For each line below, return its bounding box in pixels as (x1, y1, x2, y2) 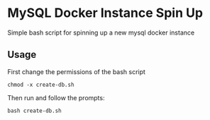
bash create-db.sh (7, 107, 62, 114)
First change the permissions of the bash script (7, 67, 145, 76)
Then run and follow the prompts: (7, 93, 105, 102)
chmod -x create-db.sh (7, 81, 74, 88)
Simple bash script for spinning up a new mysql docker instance (7, 28, 195, 37)
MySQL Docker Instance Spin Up (7, 5, 204, 21)
